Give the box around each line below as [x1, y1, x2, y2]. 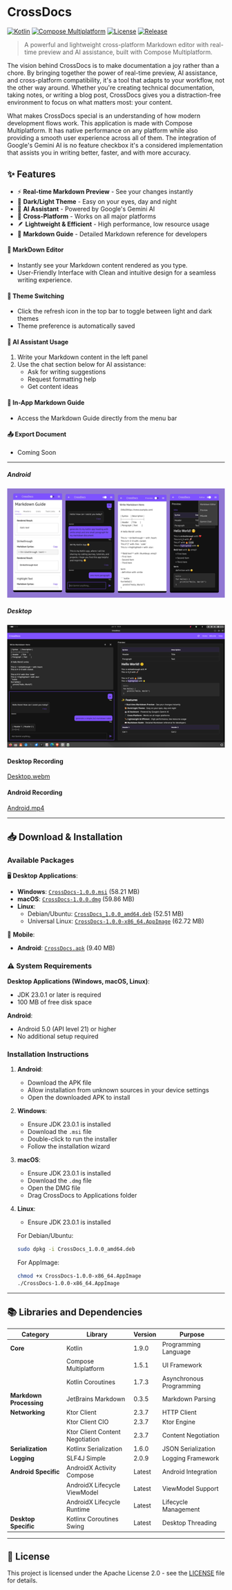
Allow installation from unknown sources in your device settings [27, 1085, 209, 1094]
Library [86, 1330, 108, 1338]
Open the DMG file [27, 1183, 81, 1192]
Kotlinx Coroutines [66, 1515, 119, 1523]
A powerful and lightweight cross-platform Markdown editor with [23, 40, 209, 49]
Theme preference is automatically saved [17, 322, 135, 330]
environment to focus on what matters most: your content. [7, 98, 173, 106]
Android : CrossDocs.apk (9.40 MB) [17, 944, 115, 952]
